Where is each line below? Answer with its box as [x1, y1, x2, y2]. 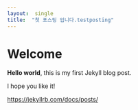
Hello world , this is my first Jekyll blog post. [7, 69, 132, 77]
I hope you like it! [7, 82, 56, 90]
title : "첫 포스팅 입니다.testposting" [7, 16, 115, 23]
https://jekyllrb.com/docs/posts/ [7, 96, 98, 104]
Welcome [7, 46, 62, 62]
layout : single [7, 10, 54, 17]
